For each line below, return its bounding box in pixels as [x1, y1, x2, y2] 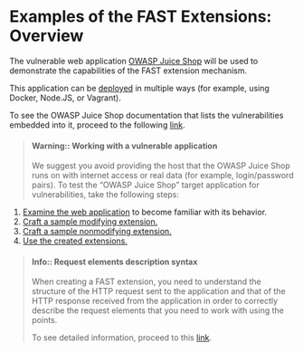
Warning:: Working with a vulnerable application [31, 140, 218, 151]
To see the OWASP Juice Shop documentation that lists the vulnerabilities [9, 109, 284, 120]
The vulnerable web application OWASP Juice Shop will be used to [9, 55, 259, 66]
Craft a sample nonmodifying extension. [22, 226, 172, 237]
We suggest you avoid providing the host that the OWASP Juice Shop [31, 160, 291, 171]
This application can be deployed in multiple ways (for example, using [9, 82, 270, 93]
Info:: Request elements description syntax [31, 256, 198, 267]
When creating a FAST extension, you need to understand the [31, 276, 261, 287]
